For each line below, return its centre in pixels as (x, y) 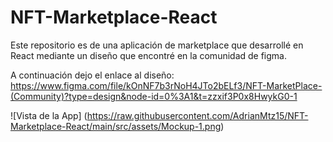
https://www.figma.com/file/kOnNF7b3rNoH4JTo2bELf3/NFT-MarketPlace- (166, 85)
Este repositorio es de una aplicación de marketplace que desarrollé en (157, 45)
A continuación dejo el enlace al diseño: (92, 75)
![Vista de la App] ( (49, 115)
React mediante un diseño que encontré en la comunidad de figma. (149, 55)
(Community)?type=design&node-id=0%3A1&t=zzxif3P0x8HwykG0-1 (154, 96)
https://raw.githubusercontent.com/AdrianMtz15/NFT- (197, 115)
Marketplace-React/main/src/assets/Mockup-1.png (116, 126)
